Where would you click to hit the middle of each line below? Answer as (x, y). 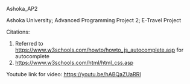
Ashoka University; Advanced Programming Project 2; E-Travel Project (94, 20)
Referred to (29, 43)
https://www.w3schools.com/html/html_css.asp (74, 63)
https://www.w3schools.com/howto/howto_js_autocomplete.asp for (99, 50)
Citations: (18, 32)
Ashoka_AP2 (22, 9)
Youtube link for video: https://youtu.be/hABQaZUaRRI (74, 74)
